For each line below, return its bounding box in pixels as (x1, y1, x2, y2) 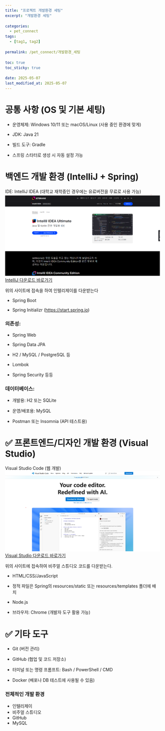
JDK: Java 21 (12, 131, 39, 137)
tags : (5, 34, 16, 39)
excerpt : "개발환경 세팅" (5, 13, 52, 18)
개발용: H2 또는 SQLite (12, 397, 56, 403)
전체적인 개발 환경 (5, 691, 45, 698)
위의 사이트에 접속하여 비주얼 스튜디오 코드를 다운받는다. (5, 563, 113, 569)
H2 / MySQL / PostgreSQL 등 (12, 351, 71, 357)
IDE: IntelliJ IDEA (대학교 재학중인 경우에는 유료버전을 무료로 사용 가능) (5, 188, 141, 194)
